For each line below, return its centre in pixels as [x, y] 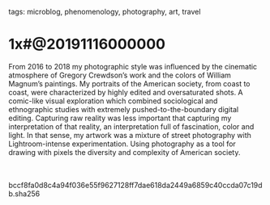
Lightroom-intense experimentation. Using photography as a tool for [122, 144]
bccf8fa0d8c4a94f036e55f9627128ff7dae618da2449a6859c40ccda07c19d [135, 185]
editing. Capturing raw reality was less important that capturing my [120, 118]
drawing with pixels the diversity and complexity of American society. [124, 152]
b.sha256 [24, 194]
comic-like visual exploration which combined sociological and [113, 101]
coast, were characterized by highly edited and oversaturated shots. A [126, 92]
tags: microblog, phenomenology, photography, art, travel [105, 12]
